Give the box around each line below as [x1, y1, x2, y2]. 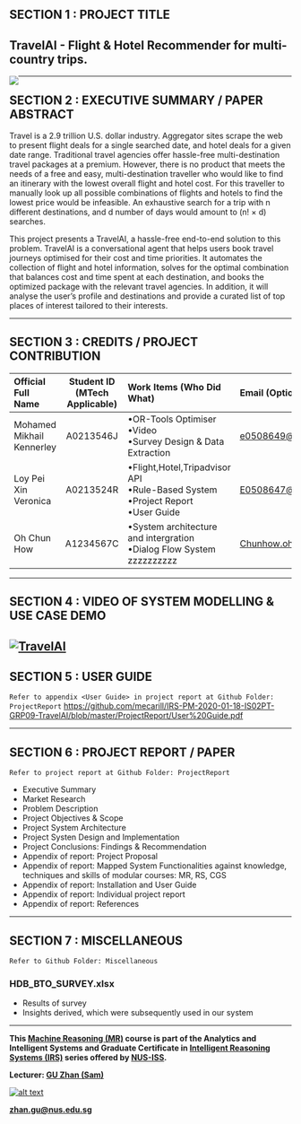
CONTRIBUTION [9, 349, 101, 364]
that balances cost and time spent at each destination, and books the [9, 272, 264, 283]
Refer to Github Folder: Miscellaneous [9, 957, 159, 966]
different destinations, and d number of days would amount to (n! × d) [9, 206, 267, 218]
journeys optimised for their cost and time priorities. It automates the [9, 253, 262, 264]
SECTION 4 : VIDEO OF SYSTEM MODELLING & [9, 594, 275, 609]
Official [13, 375, 47, 388]
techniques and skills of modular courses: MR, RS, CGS [21, 870, 227, 881]
